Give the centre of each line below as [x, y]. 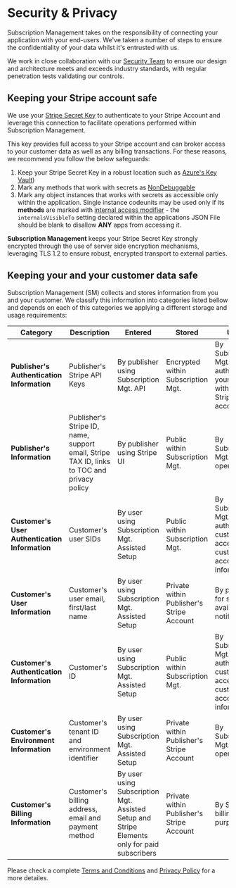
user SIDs [85, 539]
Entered [138, 332]
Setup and [134, 818]
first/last [83, 607]
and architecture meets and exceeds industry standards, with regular [107, 68]
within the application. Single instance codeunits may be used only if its [121, 202]
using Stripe [137, 452]
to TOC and [88, 470]
